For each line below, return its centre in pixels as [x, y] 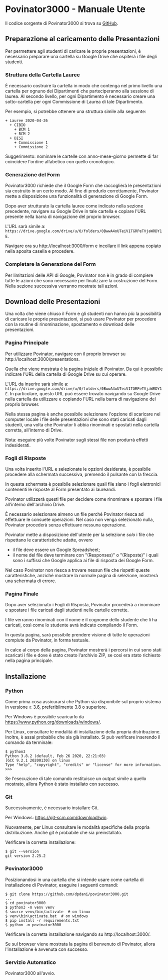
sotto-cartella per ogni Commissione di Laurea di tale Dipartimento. [74, 102]
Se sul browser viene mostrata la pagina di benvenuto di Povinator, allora [80, 944]
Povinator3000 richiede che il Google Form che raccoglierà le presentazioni [83, 186]
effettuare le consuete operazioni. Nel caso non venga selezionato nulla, [79, 520]
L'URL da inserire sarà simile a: [37, 384]
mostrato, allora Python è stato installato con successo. [62, 784]
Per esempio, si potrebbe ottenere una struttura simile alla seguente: [76, 112]
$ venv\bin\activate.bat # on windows [47, 916]
